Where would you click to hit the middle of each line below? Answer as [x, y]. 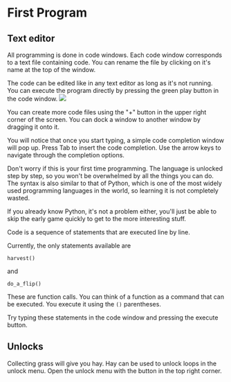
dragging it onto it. [34, 127]
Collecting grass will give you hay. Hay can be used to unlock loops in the [112, 363]
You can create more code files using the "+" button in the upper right [107, 112]
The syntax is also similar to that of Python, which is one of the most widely [115, 183]
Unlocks [25, 347]
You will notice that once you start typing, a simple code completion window [116, 140]
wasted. [18, 198]
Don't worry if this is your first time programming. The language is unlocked [115, 168]
